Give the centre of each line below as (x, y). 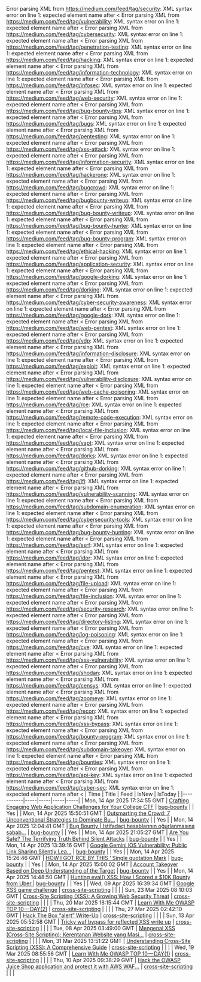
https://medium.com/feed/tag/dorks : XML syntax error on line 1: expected (97, 456)
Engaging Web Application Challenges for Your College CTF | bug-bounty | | (100, 807)
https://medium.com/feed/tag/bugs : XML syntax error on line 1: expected (96, 124)
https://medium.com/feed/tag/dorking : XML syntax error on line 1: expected (100, 290)
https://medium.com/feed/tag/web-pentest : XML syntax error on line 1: (94, 328)
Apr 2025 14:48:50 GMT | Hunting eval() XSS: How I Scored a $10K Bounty (98, 877)
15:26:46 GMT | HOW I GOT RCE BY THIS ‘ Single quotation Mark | (88, 858)
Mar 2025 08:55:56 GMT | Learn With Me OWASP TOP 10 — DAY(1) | (90, 954)
